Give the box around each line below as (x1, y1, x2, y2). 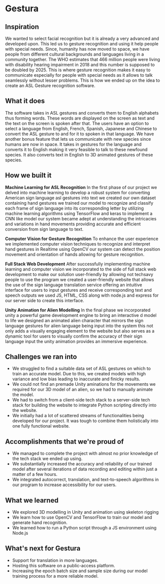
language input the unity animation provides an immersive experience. (5, 338, 148, 344)
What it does (5, 97, 45, 105)
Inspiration (5, 23, 39, 31)
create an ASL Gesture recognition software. (5, 83, 96, 89)
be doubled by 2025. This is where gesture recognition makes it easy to (5, 67, 151, 73)
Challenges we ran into (5, 353, 77, 361)
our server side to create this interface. (5, 297, 85, 303)
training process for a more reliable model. (12, 573, 99, 579)
